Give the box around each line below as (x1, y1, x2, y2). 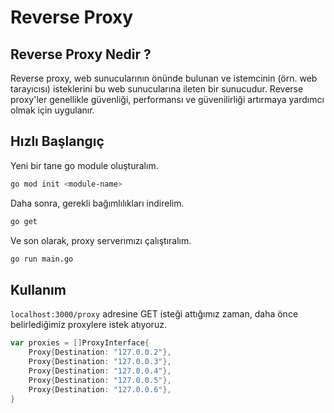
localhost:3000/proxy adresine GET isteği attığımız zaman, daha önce (10, 308, 299, 320)
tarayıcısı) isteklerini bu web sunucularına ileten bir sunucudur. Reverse (10, 83, 304, 95)
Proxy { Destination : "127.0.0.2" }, (28, 347, 172, 358)
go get (10, 216, 38, 226)
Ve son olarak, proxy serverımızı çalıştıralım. (10, 234, 192, 246)
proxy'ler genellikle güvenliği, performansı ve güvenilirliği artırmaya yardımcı (10, 94, 325, 105)
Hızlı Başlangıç (10, 133, 105, 150)
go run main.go (10, 254, 74, 264)
